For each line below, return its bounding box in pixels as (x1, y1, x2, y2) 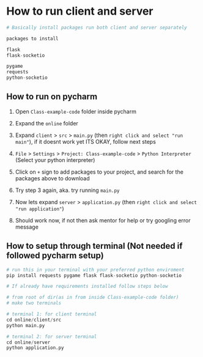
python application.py (6, 345, 64, 351)
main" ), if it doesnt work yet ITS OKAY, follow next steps (15, 138, 156, 145)
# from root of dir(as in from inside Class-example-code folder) (6, 295, 179, 301)
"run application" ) (15, 205, 64, 212)
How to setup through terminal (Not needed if (6, 241, 183, 251)
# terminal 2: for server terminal (6, 333, 97, 340)
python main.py (6, 322, 45, 328)
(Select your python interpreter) (15, 156, 95, 163)
